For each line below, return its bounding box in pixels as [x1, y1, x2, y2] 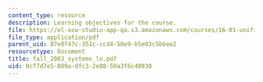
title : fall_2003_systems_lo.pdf [8, 55, 117, 63]
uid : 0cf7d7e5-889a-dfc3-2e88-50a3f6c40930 [8, 62, 153, 70]
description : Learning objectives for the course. [8, 19, 177, 27]
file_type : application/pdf [8, 33, 100, 41]
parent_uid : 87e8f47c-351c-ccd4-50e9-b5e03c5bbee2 [8, 41, 177, 48]
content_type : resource [8, 11, 86, 20]
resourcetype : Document [8, 48, 86, 55]
